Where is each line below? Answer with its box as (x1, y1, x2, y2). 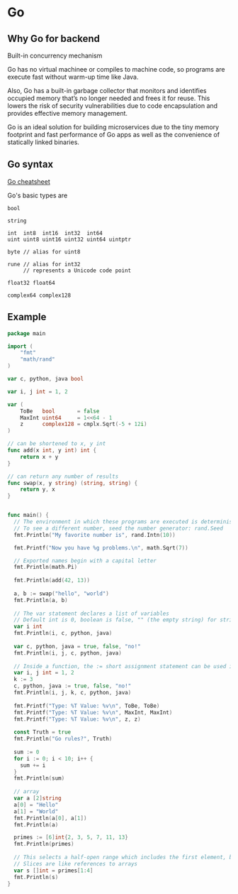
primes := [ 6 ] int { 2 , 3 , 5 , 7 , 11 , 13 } (13, 834, 129, 841)
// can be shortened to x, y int (7, 440, 106, 447)
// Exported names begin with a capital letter (13, 557, 157, 565)
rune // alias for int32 (7, 261, 81, 268)
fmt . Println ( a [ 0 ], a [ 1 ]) (13, 814, 87, 822)
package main (7, 329, 46, 337)
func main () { (7, 512, 50, 519)
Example (7, 311, 47, 323)
